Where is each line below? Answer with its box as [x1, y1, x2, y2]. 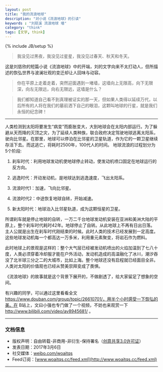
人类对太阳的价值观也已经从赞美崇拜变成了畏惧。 [5, 263, 103, 269]
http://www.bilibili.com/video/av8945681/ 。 [5, 308, 94, 314]
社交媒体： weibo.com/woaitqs [12, 351, 73, 356]
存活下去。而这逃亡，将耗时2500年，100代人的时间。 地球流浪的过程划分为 [5, 142, 156, 148]
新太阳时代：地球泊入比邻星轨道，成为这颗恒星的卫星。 [12, 206, 123, 212]
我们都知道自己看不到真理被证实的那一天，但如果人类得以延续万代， [16, 97, 153, 102]
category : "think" [5, 25, 42, 30]
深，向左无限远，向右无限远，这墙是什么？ [16, 86, 102, 92]
